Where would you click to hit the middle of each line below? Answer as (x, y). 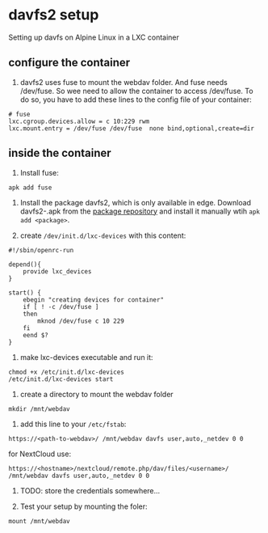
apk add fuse (30, 188)
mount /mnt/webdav (39, 521)
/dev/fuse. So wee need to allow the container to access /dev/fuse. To (136, 91)
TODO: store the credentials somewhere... (90, 490)
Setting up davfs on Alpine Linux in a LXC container (94, 37)
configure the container (69, 63)
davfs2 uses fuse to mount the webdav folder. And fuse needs (124, 82)
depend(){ (25, 264)
